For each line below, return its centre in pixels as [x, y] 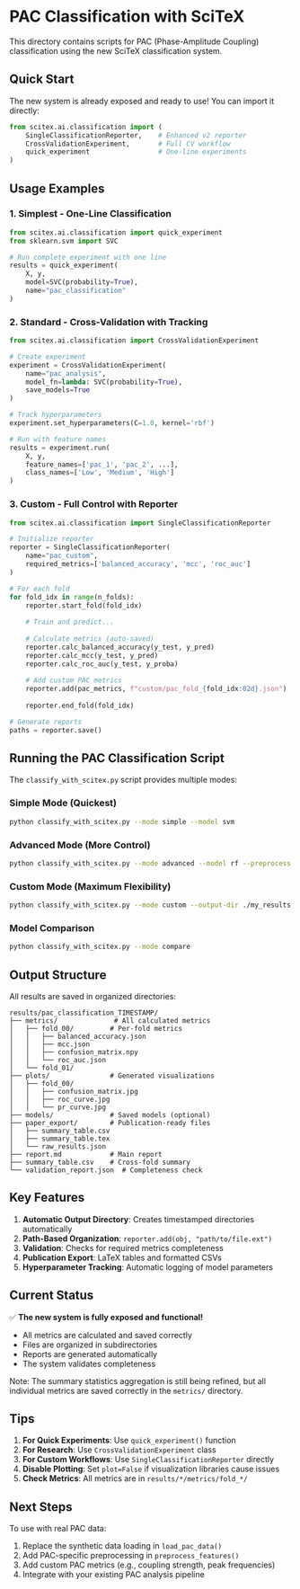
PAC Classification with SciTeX [127, 17]
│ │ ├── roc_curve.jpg [60, 1099]
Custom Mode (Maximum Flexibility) [90, 886]
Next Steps [41, 1507]
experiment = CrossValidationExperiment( [88, 365]
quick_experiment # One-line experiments [136, 152]
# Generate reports [46, 722]
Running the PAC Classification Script [117, 758]
